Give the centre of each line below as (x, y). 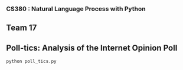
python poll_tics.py (32, 61)
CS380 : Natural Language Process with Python (76, 9)
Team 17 (22, 28)
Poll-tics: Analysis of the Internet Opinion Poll (92, 48)
